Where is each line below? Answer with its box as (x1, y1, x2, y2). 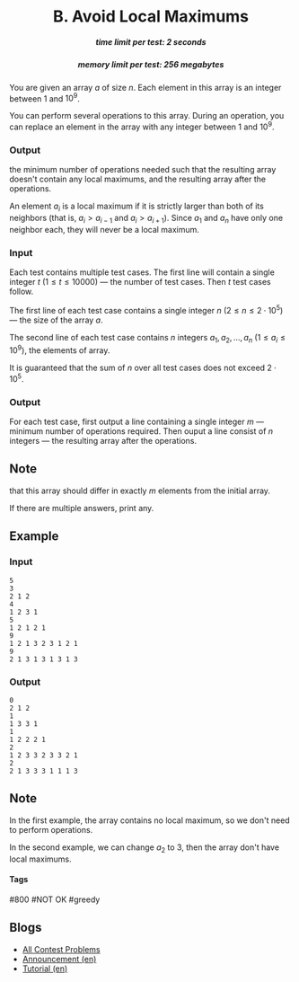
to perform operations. (9, 824, 93, 835)
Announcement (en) (22, 953, 97, 964)
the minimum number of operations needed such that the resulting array (9, 164, 277, 175)
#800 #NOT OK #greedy (9, 894, 101, 905)
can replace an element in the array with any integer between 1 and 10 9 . (9, 119, 275, 132)
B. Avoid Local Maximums (52, 6, 250, 27)
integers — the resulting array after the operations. (9, 436, 198, 447)
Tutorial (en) (22, 963, 68, 974)
